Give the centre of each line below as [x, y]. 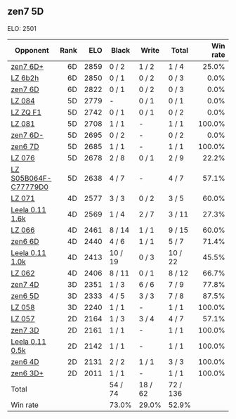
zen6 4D [25, 361]
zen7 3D [25, 330]
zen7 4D [25, 284]
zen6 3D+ [27, 373]
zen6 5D [25, 296]
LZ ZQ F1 [26, 112]
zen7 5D [26, 12]
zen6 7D [25, 146]
